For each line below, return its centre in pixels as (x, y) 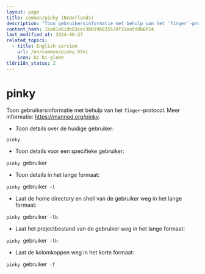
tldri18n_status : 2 (31, 63)
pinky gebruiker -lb (32, 217)
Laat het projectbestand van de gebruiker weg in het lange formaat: (100, 229)
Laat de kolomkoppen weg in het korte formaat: (75, 253)
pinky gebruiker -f (31, 264)
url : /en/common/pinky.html (53, 52)
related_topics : (27, 40)
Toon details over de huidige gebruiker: (64, 128)
